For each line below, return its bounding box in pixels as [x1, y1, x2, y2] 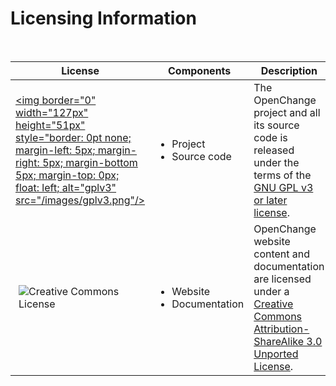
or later [253, 193, 288, 207]
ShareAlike [253, 334, 305, 348]
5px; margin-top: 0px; [15, 168, 120, 182]
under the [253, 155, 300, 169]
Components [167, 63, 232, 77]
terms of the [253, 168, 312, 182]
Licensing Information [10, 7, 197, 30]
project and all [253, 105, 321, 119]
